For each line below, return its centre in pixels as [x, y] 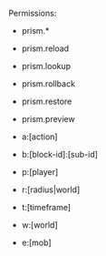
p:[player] [40, 172]
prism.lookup [46, 66]
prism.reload [45, 48]
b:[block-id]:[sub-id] [60, 154]
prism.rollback [48, 84]
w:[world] [39, 225]
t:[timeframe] [46, 207]
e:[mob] [36, 242]
